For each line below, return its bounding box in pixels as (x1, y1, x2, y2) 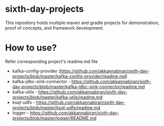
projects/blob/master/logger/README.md (12, 115, 97, 121)
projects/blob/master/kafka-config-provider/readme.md (12, 73, 126, 79)
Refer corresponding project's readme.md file (5, 58, 98, 64)
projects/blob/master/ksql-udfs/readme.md (12, 104, 100, 110)
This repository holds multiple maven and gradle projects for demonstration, (5, 20, 160, 26)
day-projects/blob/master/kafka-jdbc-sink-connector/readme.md (12, 84, 145, 90)
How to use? (5, 42, 57, 54)
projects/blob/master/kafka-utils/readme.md (12, 94, 103, 100)
